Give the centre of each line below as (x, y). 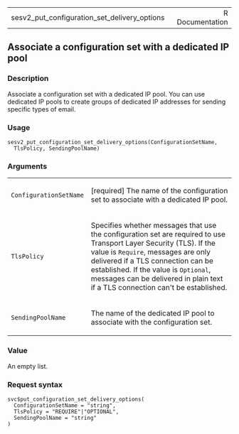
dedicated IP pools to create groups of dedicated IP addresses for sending (117, 102)
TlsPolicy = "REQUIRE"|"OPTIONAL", (67, 411)
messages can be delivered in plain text (157, 278)
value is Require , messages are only (151, 252)
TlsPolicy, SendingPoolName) (57, 148)
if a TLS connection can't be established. (159, 288)
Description (28, 79)
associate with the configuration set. (152, 322)
